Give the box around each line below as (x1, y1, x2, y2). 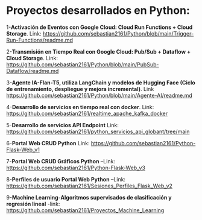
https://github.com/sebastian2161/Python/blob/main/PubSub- (6, 61, 159, 68)
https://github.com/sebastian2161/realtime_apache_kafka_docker (6, 110, 168, 117)
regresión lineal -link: (6, 200, 60, 207)
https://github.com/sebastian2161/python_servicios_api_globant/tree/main (6, 128, 190, 135)
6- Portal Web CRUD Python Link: (6, 139, 90, 146)
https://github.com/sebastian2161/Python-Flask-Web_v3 (6, 164, 146, 171)
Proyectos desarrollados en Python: (6, 4, 190, 17)
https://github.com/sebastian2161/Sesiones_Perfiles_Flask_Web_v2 (6, 182, 173, 189)
